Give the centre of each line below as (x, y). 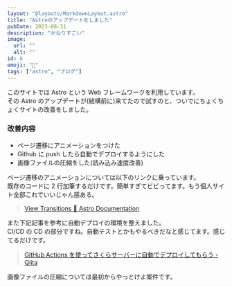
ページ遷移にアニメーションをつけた (69, 145)
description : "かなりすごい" (46, 33)
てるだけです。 (28, 240)
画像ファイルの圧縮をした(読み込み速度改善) (80, 163)
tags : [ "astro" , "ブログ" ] (44, 71)
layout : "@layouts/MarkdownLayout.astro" (68, 13)
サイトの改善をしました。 (55, 109)
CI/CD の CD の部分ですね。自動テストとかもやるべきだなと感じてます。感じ (116, 231)
